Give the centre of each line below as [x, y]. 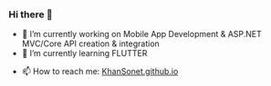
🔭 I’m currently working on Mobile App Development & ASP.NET [141, 34]
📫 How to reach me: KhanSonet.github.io [100, 72]
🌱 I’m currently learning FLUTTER [84, 53]
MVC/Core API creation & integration [91, 43]
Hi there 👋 [31, 14]
